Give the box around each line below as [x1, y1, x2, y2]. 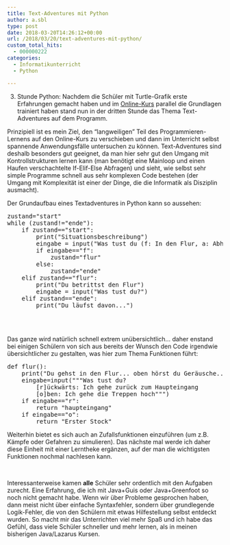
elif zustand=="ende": [21, 294, 98, 302]
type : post [7, 23, 38, 29]
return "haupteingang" [36, 404, 112, 411]
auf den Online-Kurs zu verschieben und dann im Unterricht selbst [31, 134, 219, 143]
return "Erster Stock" [36, 417, 112, 425]
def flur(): [7, 363, 47, 370]
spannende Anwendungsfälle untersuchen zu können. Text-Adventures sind [7, 142, 222, 150]
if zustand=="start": [21, 226, 94, 234]
